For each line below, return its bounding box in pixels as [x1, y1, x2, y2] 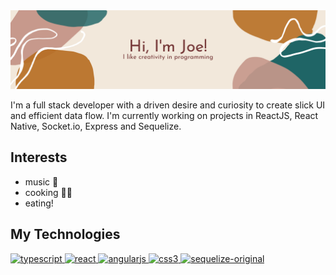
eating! [24, 197, 54, 209]
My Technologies [10, 226, 121, 243]
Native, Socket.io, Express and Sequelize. [10, 120, 182, 132]
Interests [10, 149, 68, 166]
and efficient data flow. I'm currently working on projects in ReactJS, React [10, 110, 319, 121]
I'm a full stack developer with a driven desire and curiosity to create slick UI [10, 99, 326, 111]
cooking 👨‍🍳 [24, 186, 73, 198]
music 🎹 [24, 175, 59, 188]
